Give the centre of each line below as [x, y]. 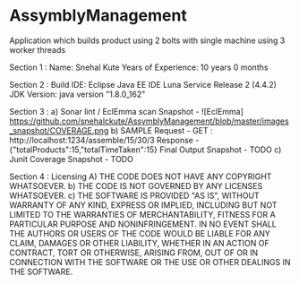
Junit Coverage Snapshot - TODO [72, 159]
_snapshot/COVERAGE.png [59, 130]
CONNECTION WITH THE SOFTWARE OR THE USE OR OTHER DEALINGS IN [150, 262]
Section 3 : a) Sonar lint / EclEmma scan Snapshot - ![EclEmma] [127, 111]
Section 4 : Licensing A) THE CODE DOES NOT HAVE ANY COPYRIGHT [141, 176]
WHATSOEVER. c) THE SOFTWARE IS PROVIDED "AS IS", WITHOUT [134, 195]
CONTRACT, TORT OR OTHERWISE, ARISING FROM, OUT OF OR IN [134, 253]
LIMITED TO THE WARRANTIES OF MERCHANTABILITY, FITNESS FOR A [142, 214]
